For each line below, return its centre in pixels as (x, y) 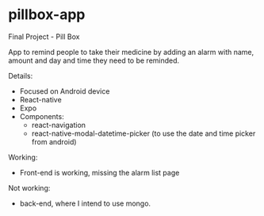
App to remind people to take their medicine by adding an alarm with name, (131, 52)
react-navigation (58, 125)
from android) (54, 141)
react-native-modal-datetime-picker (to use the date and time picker (143, 133)
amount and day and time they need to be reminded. (94, 60)
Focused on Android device (65, 91)
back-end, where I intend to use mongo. (85, 203)
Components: (42, 116)
